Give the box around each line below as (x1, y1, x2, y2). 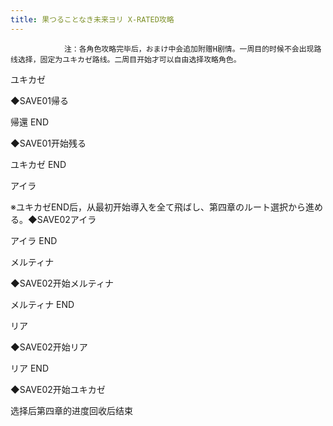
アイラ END (10, 234, 58, 246)
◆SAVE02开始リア (10, 341, 88, 353)
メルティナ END (10, 298, 75, 310)
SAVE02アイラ (36, 213, 97, 225)
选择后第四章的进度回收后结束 (10, 404, 133, 416)
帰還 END (10, 116, 50, 128)
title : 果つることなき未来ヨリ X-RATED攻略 (10, 14, 175, 25)
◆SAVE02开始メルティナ (10, 277, 114, 289)
